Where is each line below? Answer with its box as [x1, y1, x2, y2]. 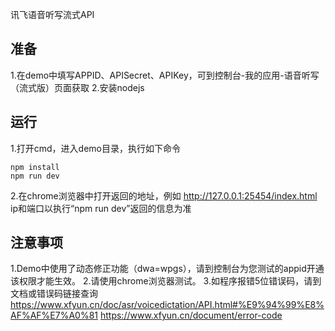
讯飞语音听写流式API [10, 9, 95, 20]
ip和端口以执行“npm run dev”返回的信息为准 [10, 202, 192, 214]
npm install [10, 162, 60, 172]
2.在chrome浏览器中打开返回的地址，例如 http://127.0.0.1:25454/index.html [10, 189, 318, 202]
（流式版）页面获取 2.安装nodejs [10, 81, 145, 93]
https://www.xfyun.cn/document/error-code [99, 309, 283, 322]
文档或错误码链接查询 [10, 288, 98, 300]
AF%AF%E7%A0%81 [10, 309, 99, 322]
